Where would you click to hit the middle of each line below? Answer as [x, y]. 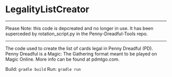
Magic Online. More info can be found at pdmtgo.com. [62, 59]
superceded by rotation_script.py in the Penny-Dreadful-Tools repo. [77, 34]
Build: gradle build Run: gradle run [43, 69]
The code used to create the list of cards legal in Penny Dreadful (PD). [79, 48]
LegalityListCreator [47, 9]
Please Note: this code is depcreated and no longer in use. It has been [79, 28]
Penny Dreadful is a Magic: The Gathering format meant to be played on [81, 54]
